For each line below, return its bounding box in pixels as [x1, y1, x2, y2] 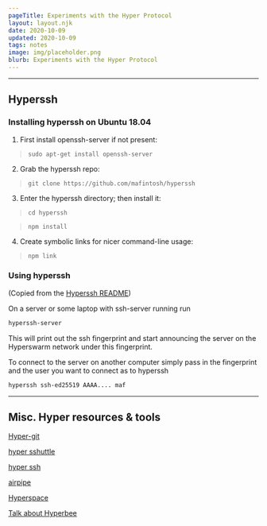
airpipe [8, 478, 32, 487]
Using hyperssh [8, 270, 71, 281]
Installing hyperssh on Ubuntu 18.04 [8, 117, 152, 128]
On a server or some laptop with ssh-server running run [8, 304, 191, 313]
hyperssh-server [8, 319, 62, 327]
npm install [27, 222, 68, 230]
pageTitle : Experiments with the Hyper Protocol [8, 11, 172, 20]
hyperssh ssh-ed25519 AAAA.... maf [8, 381, 126, 389]
